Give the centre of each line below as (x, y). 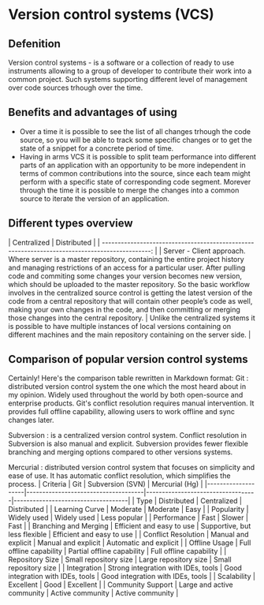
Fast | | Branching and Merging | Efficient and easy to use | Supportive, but (130, 526)
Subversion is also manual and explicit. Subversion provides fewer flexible (128, 444)
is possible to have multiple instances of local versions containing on (119, 326)
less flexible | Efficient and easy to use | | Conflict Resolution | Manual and (128, 535)
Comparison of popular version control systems (128, 359)
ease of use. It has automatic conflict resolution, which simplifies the (119, 476)
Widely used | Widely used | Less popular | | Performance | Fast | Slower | (128, 517)
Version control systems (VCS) (111, 15)
